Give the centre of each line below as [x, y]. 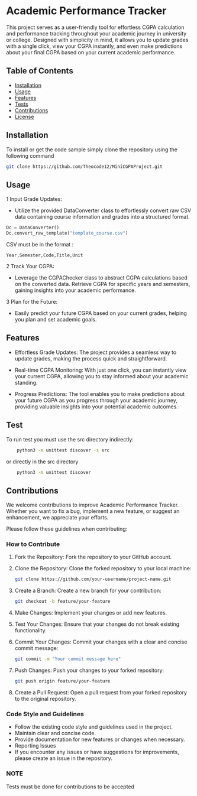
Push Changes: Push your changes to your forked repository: [89, 670]
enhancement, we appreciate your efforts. [57, 518]
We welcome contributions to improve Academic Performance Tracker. [93, 505]
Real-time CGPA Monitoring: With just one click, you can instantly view [101, 370]
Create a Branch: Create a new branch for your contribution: [88, 591]
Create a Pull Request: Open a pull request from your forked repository [101, 692]
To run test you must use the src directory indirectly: [70, 439]
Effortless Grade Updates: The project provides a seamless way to [96, 352]
